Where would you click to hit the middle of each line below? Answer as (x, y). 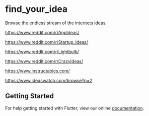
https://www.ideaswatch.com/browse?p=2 (49, 80)
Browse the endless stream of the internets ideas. (56, 23)
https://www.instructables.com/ (37, 71)
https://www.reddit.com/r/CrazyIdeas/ (44, 61)
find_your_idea (37, 9)
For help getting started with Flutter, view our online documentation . (74, 108)
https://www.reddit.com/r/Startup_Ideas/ (47, 42)
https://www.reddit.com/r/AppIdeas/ (42, 32)
